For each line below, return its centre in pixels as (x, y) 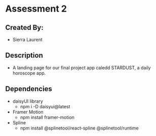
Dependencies (29, 89)
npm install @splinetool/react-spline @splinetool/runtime (79, 128)
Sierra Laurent (27, 39)
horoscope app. (29, 73)
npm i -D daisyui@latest (45, 106)
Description (24, 55)
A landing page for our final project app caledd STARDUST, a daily (82, 67)
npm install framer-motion (47, 117)
